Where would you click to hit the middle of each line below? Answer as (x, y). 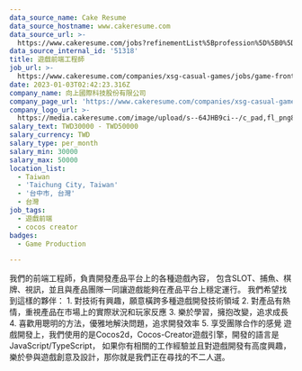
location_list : (38, 168)
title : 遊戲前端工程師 (47, 59)
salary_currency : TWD (50, 135)
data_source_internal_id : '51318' (74, 51)
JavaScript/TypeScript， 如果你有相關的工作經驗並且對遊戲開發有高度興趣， (150, 346)
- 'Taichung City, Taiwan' (68, 185)
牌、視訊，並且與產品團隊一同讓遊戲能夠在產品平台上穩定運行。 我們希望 (144, 290)
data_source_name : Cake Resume (68, 18)
